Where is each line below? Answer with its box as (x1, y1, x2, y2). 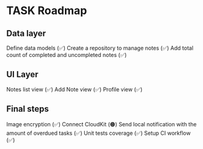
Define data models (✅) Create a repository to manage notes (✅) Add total (6, 44, 194, 52)
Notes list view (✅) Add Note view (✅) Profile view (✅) (6, 85, 142, 93)
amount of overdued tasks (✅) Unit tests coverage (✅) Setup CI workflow (6, 129, 191, 137)
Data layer (6, 28, 46, 39)
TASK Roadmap (6, 4, 87, 18)
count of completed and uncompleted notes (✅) (6, 52, 127, 58)
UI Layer (6, 69, 39, 80)
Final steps (6, 104, 49, 114)
